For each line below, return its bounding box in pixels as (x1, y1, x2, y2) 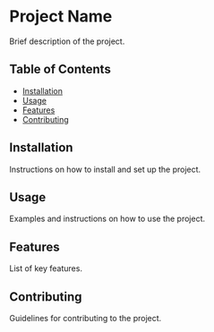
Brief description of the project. (9, 36, 125, 47)
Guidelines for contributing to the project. (9, 313, 162, 323)
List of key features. (9, 263, 83, 274)
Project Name (9, 6, 113, 27)
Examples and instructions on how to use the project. (9, 213, 206, 225)
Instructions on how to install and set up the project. (9, 164, 201, 175)
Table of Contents (9, 62, 112, 77)
